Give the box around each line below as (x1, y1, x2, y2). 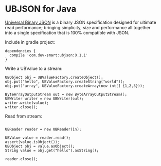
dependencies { (5, 49, 36, 53)
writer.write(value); (5, 100, 49, 105)
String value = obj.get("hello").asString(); (5, 148, 99, 153)
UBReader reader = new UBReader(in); (5, 127, 82, 132)
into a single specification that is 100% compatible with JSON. (5, 30, 130, 35)
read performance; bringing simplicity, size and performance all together (5, 24, 151, 30)
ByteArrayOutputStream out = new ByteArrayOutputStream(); (5, 92, 127, 97)
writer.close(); (5, 104, 38, 110)
